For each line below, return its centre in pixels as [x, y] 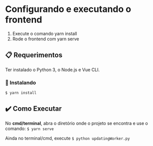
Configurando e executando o [68, 9]
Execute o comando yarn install [45, 33]
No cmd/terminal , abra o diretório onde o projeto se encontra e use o [76, 123]
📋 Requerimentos [34, 55]
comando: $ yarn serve [29, 129]
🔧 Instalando [21, 82]
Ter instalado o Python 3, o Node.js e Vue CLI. [52, 70]
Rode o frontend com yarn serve [46, 39]
